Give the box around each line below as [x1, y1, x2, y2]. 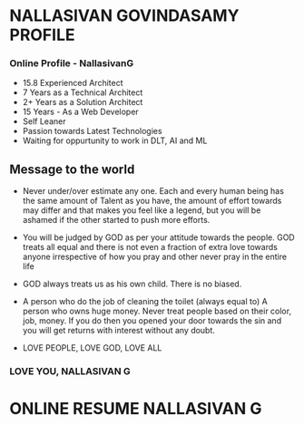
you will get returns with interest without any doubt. [22, 325, 216, 336]
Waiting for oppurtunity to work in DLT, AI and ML [22, 135, 208, 146]
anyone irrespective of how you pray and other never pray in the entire [22, 251, 288, 263]
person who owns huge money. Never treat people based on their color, [22, 305, 292, 317]
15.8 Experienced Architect [22, 78, 123, 89]
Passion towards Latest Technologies [22, 126, 162, 137]
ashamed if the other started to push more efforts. [22, 215, 211, 226]
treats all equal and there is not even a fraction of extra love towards [22, 242, 279, 253]
